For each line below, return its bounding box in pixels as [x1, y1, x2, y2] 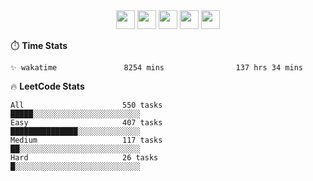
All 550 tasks [10, 100, 163, 110]
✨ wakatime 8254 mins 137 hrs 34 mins [10, 63, 303, 73]
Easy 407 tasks [10, 118, 163, 128]
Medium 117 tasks [10, 135, 163, 145]
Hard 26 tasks [10, 153, 159, 163]
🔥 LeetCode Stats [10, 80, 85, 92]
